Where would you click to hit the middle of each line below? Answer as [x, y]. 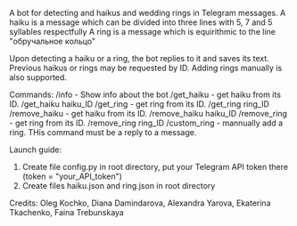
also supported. [38, 77]
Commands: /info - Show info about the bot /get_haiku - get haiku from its [145, 94]
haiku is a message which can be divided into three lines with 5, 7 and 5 [141, 22]
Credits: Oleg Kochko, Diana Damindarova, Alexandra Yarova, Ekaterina [140, 203]
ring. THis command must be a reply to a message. [103, 132]
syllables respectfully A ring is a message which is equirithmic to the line [143, 32]
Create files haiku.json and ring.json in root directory [119, 186]
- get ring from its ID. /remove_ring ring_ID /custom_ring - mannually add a [146, 123]
